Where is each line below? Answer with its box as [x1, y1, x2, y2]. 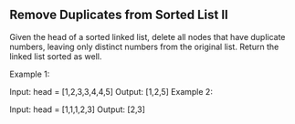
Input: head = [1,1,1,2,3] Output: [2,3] [9, 104, 146, 115]
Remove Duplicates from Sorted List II [9, 7, 228, 23]
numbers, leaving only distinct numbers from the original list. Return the [9, 41, 279, 52]
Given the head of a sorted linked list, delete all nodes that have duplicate [9, 31, 286, 42]
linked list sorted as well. [9, 50, 102, 62]
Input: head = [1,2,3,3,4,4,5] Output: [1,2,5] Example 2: [9, 86, 213, 97]
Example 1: [9, 68, 50, 79]
